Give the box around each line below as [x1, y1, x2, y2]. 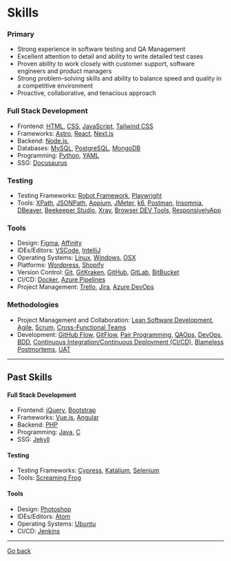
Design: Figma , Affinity [16, 239, 82, 247]
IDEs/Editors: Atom [16, 512, 71, 520]
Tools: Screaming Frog [16, 473, 81, 482]
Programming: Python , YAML [16, 151, 100, 159]
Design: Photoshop [16, 504, 71, 513]
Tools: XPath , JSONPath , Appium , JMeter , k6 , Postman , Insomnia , [16, 198, 204, 207]
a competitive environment [16, 81, 93, 90]
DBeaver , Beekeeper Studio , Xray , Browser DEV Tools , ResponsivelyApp [16, 206, 221, 214]
